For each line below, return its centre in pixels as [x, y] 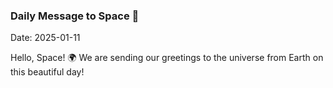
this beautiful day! [47, 72]
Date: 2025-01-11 [45, 38]
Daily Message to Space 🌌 [75, 16]
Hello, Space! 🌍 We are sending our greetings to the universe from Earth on [167, 58]
